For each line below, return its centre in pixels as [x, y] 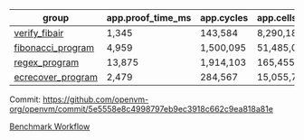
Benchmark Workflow [50, 126]
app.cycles [224, 18]
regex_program [47, 62]
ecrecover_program [56, 77]
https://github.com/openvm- [96, 99]
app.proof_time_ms [149, 18]
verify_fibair [39, 33]
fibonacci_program [54, 47]
